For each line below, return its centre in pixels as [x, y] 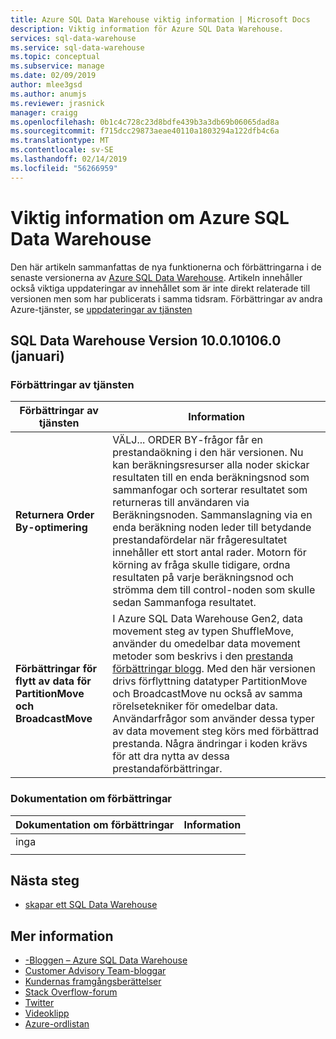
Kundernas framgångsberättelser [93, 982]
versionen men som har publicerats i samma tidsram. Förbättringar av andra [166, 298]
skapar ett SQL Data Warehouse [91, 905]
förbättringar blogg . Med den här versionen [214, 669]
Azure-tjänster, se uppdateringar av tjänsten [101, 309]
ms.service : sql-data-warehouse [77, 47]
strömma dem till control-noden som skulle [214, 590]
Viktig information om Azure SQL [150, 217]
